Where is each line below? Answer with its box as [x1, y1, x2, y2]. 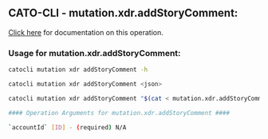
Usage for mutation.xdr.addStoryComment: [8, 47, 181, 58]
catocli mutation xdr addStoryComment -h [8, 66, 148, 74]
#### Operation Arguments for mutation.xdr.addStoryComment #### [8, 109, 230, 117]
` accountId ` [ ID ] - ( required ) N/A [8, 123, 127, 131]
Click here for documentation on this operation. [8, 27, 164, 37]
